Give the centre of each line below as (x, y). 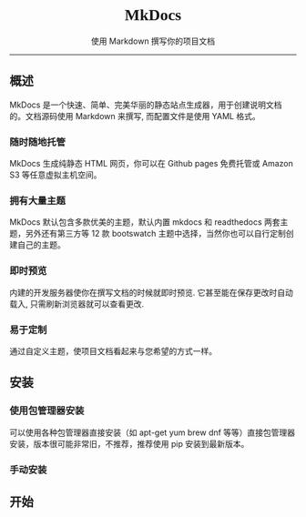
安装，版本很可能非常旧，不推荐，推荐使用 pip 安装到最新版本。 (129, 443)
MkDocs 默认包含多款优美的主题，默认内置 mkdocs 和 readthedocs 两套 (145, 222)
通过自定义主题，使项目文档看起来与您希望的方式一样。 (113, 350)
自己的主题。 (41, 245)
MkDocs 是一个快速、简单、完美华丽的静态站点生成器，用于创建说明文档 (146, 105)
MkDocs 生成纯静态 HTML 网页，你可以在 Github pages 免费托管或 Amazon (152, 164)
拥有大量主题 (38, 200)
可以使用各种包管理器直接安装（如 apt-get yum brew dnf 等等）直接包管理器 (153, 432)
